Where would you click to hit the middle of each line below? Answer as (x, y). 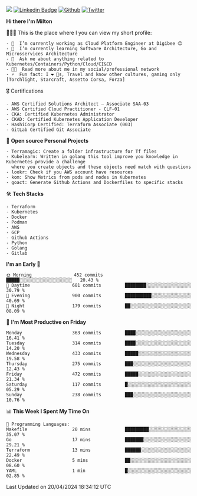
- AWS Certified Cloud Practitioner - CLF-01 (63, 109)
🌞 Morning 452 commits (55, 275)
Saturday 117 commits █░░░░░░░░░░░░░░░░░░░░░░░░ (99, 385)
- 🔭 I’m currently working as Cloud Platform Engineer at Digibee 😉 (94, 44)
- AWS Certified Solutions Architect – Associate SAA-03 (78, 104)
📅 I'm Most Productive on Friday (46, 322)
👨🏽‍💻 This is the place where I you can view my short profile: (79, 33)
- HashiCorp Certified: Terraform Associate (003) (70, 124)
